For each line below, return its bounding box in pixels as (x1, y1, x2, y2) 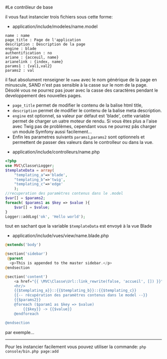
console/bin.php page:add (5, 349, 59, 354)
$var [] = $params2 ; (5, 196, 46, 201)
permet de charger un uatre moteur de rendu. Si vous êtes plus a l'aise (12, 118, 158, 124)
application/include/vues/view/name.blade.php (12, 233, 109, 239)
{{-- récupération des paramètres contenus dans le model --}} (14, 293, 148, 298)
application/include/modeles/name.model (12, 23, 98, 29)
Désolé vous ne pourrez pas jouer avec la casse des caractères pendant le (5, 87, 158, 93)
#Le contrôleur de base (5, 4, 53, 10)
